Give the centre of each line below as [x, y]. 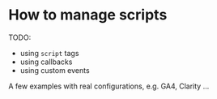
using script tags [49, 53]
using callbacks [46, 62]
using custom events [55, 70]
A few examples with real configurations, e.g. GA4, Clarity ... [109, 86]
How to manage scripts [88, 15]
